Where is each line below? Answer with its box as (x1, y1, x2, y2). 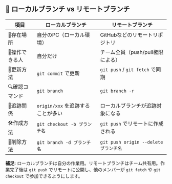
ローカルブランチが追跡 (100, 102, 157, 109)
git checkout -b (36, 121, 76, 127)
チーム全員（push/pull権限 (100, 48, 164, 55)
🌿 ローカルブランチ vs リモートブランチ (5, 5, 131, 14)
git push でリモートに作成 (100, 120, 164, 127)
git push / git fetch (100, 66, 149, 73)
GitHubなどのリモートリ (100, 31, 158, 38)
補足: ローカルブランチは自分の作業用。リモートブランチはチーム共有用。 (5, 160, 161, 166)
